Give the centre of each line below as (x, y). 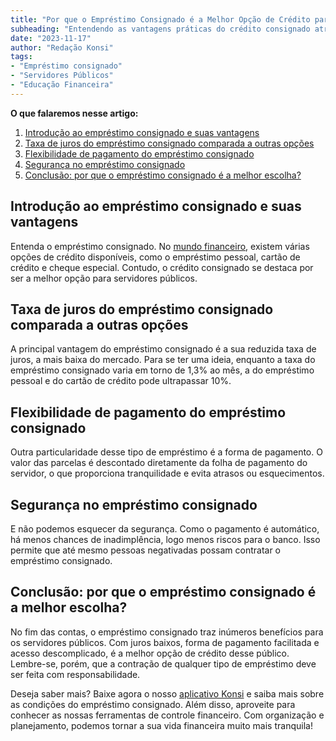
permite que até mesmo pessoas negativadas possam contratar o (145, 550)
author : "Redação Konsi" (62, 47)
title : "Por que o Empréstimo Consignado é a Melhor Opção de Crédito (160, 19)
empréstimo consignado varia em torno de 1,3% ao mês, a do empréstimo (162, 370)
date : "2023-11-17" (51, 38)
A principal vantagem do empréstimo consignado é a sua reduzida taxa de (163, 349)
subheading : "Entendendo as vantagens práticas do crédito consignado (160, 29)
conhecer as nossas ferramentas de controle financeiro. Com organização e (167, 715)
